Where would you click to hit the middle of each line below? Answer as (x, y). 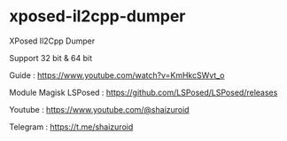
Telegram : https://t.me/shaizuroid (71, 127)
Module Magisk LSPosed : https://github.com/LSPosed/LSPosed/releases (143, 92)
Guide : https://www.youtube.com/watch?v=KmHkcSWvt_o (117, 75)
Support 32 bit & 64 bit (51, 58)
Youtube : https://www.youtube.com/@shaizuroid (99, 109)
